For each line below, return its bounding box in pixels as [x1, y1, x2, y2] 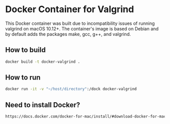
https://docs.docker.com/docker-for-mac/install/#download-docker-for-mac [5, 114, 166, 119]
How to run [5, 73, 41, 82]
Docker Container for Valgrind [5, 4, 134, 15]
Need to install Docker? [5, 100, 80, 109]
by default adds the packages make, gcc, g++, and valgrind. [5, 31, 131, 37]
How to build [5, 46, 46, 54]
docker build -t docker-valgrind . [5, 59, 80, 64]
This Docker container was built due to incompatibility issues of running [5, 20, 155, 26]
